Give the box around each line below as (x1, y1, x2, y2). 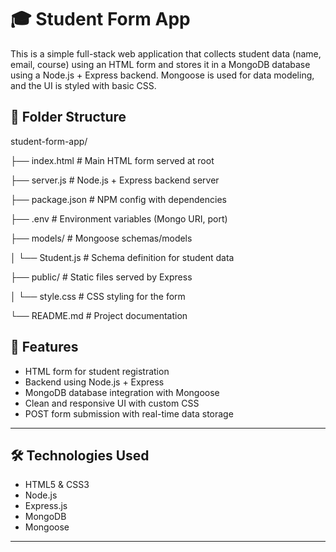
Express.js (24, 500, 68, 512)
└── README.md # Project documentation (10, 309, 188, 321)
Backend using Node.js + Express (24, 376, 165, 388)
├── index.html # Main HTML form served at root (10, 154, 215, 166)
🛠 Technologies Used (10, 447, 150, 464)
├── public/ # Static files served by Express (10, 271, 193, 283)
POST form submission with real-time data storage (24, 407, 234, 420)
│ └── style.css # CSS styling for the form (10, 290, 186, 302)
